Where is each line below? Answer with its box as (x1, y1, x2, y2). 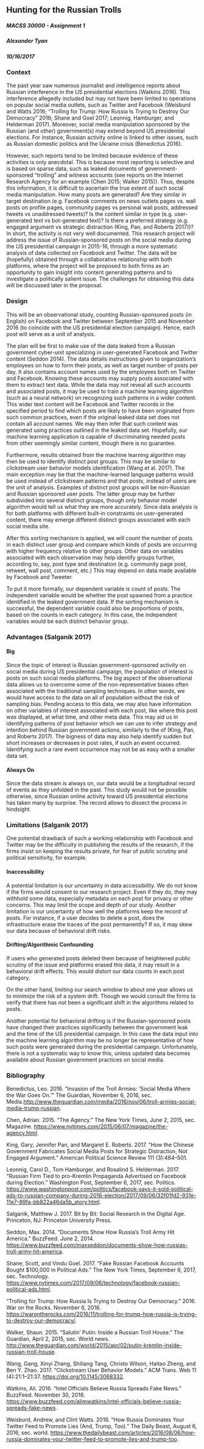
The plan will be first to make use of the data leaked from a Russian (6, 342, 175, 350)
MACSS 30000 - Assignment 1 (6, 21, 85, 29)
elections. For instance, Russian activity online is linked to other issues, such (6, 134, 199, 141)
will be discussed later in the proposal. (6, 282, 103, 289)
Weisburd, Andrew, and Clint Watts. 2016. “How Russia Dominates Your (6, 1416, 185, 1423)
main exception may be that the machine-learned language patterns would (6, 470, 194, 478)
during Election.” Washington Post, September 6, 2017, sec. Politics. (6, 1179, 176, 1186)
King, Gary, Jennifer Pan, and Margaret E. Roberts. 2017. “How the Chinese (6, 1141, 194, 1149)
